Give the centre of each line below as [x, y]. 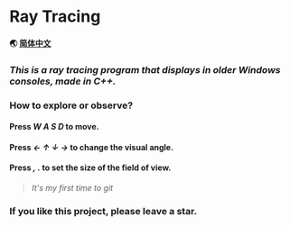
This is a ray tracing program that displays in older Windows [145, 69]
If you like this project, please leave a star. [103, 211]
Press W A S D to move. [54, 127]
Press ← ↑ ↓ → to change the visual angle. [92, 147]
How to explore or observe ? [71, 105]
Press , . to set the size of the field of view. [90, 167]
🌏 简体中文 [30, 43]
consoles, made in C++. [63, 81]
